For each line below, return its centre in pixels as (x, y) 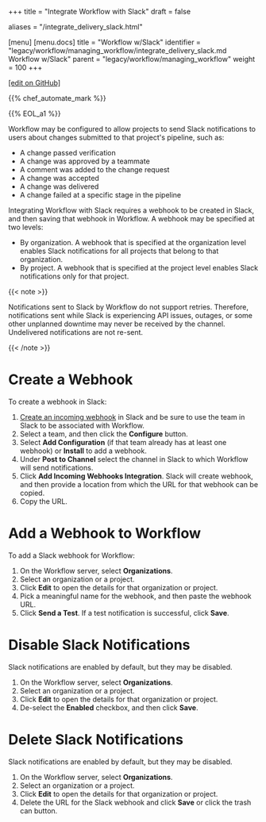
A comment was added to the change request (94, 169)
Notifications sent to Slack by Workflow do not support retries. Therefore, (128, 307)
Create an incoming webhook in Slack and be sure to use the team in (132, 417)
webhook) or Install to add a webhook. (83, 451)
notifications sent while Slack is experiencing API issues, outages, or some (130, 315)
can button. (39, 810)
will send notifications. (56, 467)
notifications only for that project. (74, 276)
